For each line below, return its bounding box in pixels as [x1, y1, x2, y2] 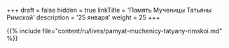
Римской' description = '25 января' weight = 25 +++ [6, 13, 160, 22]
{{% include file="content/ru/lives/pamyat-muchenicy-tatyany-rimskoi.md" [6, 27, 223, 35]
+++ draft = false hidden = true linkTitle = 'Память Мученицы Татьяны [6, 6, 212, 14]
